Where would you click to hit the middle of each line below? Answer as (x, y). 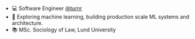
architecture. (27, 23)
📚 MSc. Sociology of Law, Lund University (64, 30)
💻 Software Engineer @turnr (47, 8)
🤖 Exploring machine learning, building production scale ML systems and (100, 17)
